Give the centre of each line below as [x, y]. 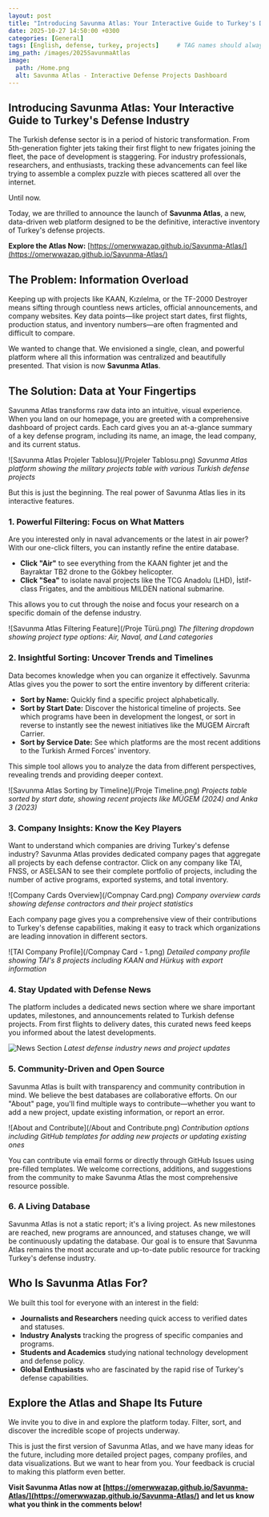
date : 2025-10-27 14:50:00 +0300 [64, 30]
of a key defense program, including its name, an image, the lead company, [132, 436]
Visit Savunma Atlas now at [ [57, 1487]
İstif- [244, 580]
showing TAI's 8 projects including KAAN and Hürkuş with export [116, 960]
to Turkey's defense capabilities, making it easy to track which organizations [134, 927]
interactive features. [41, 501]
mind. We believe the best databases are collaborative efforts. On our [123, 1095]
